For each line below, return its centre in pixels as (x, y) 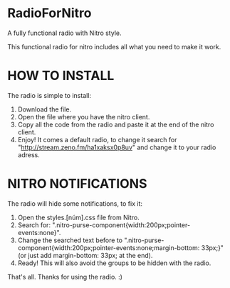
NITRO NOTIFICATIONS (77, 184)
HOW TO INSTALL (61, 76)
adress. (29, 154)
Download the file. (45, 109)
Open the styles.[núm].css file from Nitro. (79, 217)
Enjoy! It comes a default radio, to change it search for (97, 139)
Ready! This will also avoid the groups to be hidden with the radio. (114, 263)
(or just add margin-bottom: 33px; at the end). (85, 255)
